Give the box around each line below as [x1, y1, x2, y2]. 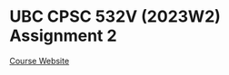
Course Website [9, 55, 70, 66]
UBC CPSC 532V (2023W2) [9, 6, 221, 27]
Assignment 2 [9, 25, 117, 46]
